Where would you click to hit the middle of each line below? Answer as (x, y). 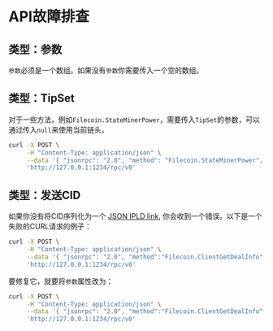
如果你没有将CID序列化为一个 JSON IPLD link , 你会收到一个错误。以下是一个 (135, 216)
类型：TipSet (41, 98)
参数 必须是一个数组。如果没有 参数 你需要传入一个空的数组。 (106, 70)
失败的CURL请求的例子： (50, 226)
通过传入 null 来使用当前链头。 (58, 129)
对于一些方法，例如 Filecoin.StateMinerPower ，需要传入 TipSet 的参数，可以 (134, 120)
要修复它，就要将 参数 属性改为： (61, 281)
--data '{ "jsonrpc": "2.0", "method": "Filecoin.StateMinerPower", (145, 160)
